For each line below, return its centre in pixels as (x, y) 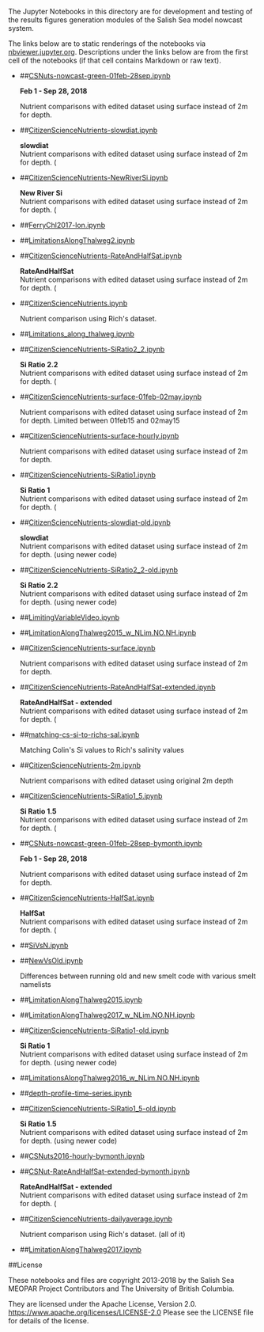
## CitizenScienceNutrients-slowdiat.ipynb (89, 130)
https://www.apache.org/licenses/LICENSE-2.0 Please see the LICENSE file (131, 1312)
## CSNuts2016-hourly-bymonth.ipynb (82, 1156)
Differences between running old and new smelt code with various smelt (138, 976)
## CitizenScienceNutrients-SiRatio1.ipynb (88, 475)
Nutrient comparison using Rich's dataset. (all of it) (102, 1234)
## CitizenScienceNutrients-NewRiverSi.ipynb (94, 178)
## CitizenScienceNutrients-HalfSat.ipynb (87, 898)
